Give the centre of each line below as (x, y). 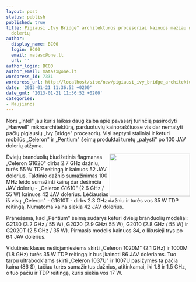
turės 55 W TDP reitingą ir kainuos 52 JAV (56, 169)
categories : (20, 98)
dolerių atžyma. (25, 145)
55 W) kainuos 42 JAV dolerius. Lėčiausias (57, 194)
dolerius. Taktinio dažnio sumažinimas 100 (57, 176)
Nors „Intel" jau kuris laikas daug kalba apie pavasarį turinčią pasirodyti (92, 121)
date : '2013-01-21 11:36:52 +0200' (49, 88)
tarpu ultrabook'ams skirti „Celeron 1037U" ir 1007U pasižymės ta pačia (92, 260)
